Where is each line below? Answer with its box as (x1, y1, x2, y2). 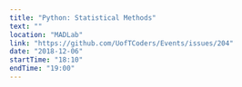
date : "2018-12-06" (9, 47, 84, 56)
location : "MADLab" (9, 30, 84, 39)
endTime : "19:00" (9, 64, 76, 73)
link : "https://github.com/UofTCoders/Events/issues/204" (9, 38, 234, 48)
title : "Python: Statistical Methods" (9, 13, 156, 23)
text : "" (9, 22, 43, 31)
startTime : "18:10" (9, 55, 84, 64)
